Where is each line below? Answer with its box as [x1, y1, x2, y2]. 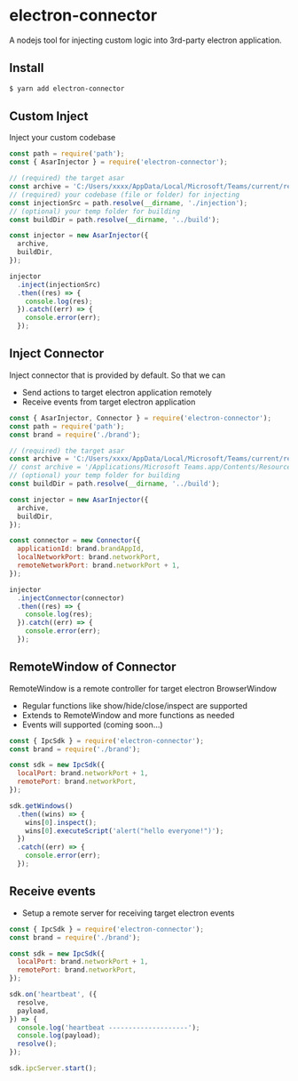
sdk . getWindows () [9, 801, 74, 810]
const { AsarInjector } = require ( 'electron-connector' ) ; [9, 157, 228, 167]
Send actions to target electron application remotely [21, 387, 213, 397]
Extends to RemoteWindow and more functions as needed [21, 709, 235, 720]
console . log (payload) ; [17, 1031, 101, 1040]
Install [9, 60, 44, 76]
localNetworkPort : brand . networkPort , [17, 553, 161, 562]
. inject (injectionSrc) [17, 280, 101, 289]
